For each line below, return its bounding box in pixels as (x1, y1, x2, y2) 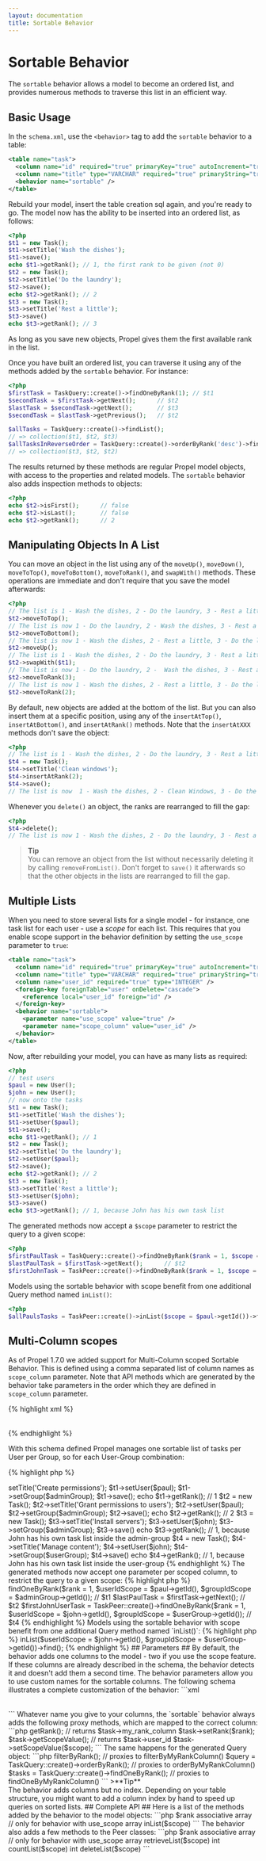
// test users (8, 1074, 55, 1082)
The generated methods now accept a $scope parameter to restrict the (8, 1221, 237, 1231)
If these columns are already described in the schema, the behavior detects (8, 1660, 255, 1669)
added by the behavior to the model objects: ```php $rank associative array (8, 1810, 253, 1820)
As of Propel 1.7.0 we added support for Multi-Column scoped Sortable (8, 1355, 239, 1365)
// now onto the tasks (8, 1096, 83, 1104)
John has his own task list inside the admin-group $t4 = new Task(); (8, 1534, 230, 1543)
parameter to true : (8, 941, 69, 950)
